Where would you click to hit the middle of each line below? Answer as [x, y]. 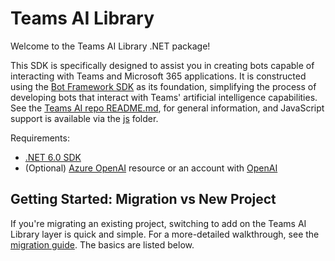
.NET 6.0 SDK [53, 157]
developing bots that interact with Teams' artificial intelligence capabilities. [164, 97]
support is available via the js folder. [84, 118]
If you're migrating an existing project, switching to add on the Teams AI [158, 223]
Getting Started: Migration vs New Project [143, 199]
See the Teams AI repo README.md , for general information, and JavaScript [167, 108]
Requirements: [40, 138]
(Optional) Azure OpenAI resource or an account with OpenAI [151, 168]
